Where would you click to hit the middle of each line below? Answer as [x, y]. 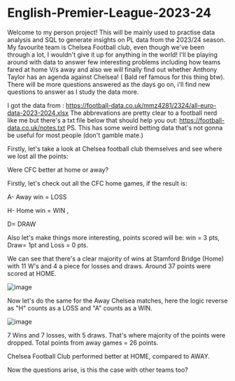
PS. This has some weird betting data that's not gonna [145, 127]
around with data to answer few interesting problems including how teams [114, 62]
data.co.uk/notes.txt [36, 127]
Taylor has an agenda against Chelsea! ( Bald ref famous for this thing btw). [116, 77]
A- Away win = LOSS [37, 197]
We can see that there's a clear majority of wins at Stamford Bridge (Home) [116, 258]
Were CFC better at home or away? [58, 169]
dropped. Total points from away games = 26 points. [83, 342]
